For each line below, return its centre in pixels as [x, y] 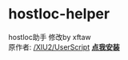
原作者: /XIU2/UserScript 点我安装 [64, 47]
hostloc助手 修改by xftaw [50, 37]
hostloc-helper [59, 14]
